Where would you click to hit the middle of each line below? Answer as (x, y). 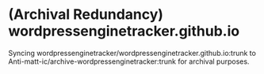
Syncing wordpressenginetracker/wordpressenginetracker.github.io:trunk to (132, 53)
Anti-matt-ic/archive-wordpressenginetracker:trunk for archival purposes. (129, 61)
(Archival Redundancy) (86, 15)
